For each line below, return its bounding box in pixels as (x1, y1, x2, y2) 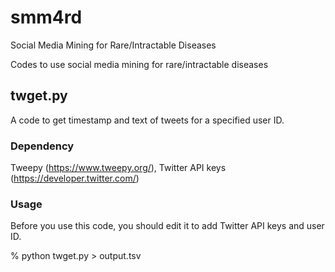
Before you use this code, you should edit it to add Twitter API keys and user (10, 220, 325, 232)
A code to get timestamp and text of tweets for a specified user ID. (10, 114, 285, 126)
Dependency (10, 139, 75, 153)
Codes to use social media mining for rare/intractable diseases (10, 58, 269, 70)
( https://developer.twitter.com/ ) (10, 172, 140, 185)
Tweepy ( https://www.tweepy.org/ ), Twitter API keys (10, 162, 227, 174)
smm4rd (10, 6, 83, 29)
